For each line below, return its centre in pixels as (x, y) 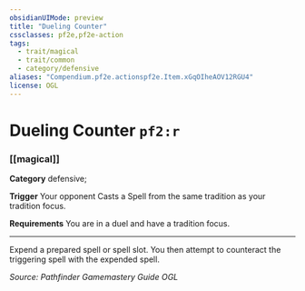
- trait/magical (48, 52)
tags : (20, 43)
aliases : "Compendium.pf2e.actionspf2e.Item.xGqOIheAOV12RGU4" (132, 77)
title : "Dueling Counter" (58, 26)
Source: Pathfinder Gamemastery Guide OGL (94, 277)
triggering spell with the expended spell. (85, 259)
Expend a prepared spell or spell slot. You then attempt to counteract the (145, 250)
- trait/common (46, 60)
